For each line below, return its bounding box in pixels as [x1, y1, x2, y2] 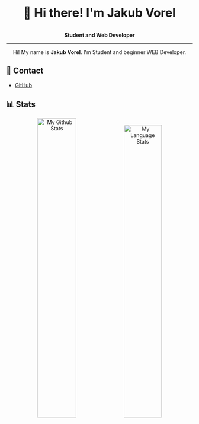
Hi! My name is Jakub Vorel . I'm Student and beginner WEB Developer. [12, 48, 187, 56]
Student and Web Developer [64, 31, 135, 39]
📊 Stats [6, 100, 36, 109]
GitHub [14, 81, 33, 88]
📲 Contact [6, 66, 44, 76]
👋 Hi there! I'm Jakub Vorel [23, 5, 176, 20]
